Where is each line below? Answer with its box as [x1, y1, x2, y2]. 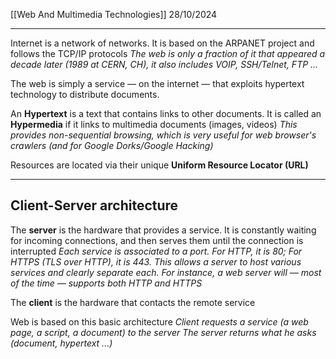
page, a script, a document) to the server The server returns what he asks [10, 326, 317, 338]
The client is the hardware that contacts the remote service [10, 296, 256, 308]
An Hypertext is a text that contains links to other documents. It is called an [10, 108, 322, 119]
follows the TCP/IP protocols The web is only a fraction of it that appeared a [10, 48, 326, 59]
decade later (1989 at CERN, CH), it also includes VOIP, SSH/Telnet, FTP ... [10, 59, 319, 70]
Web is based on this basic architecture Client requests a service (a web [10, 315, 309, 328]
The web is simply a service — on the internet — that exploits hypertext [10, 78, 305, 89]
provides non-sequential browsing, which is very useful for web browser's [10, 129, 317, 141]
